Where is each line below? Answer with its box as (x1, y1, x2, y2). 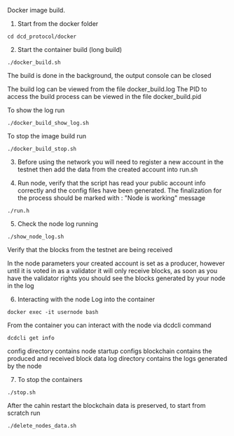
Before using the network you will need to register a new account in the (17, 158, 224, 166)
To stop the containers (17, 376, 83, 383)
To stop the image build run (7, 132, 87, 140)
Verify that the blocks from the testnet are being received (7, 246, 173, 253)
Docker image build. (7, 6, 65, 14)
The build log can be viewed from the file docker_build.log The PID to (7, 85, 207, 93)
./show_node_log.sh (7, 233, 64, 240)
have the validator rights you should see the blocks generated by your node (7, 274, 226, 282)
